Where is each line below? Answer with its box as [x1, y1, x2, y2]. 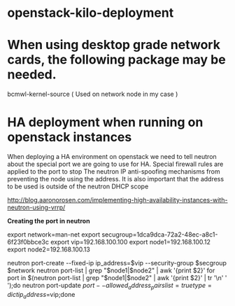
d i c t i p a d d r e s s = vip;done [7, 290, 76, 300]
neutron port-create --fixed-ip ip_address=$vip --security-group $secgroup [7, 259, 227, 267]
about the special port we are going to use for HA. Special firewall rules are [7, 160, 224, 169]
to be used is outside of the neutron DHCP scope [7, 182, 149, 190]
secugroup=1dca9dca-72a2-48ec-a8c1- [101, 230, 218, 239]
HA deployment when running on [7, 114, 204, 130]
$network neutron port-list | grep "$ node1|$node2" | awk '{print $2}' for [7, 266, 215, 274]
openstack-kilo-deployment [7, 5, 174, 21]
